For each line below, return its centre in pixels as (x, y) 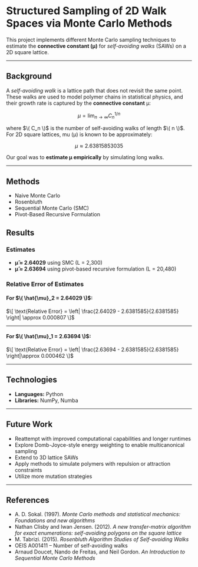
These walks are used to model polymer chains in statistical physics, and (95, 97)
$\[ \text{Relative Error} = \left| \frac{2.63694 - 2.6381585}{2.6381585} (93, 350)
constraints (28, 470)
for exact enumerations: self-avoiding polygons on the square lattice (98, 533)
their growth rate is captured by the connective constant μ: (79, 103)
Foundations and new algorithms (55, 520)
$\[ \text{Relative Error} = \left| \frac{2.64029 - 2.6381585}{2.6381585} (93, 311)
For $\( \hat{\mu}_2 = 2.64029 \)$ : (49, 298)
